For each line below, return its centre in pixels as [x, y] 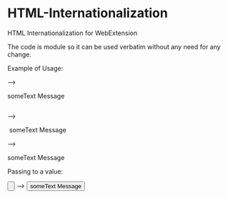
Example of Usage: [35, 68]
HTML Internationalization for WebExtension [73, 33]
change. [20, 54]
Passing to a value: [35, 171]
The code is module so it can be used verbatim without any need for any [114, 46]
